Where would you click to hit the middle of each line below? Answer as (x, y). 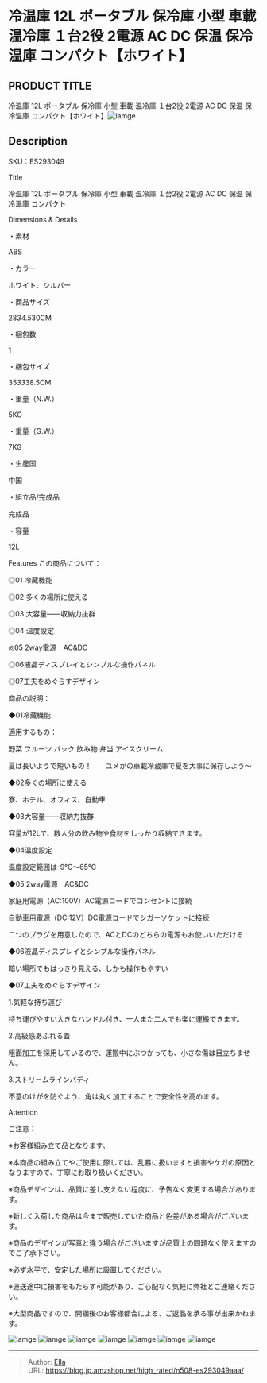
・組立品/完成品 (34, 496)
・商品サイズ (29, 302)
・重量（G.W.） (33, 431)
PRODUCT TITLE (50, 85)
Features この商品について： (55, 563)
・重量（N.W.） (34, 399)
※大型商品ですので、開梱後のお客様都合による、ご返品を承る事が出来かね (128, 1313)
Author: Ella (46, 1362)
